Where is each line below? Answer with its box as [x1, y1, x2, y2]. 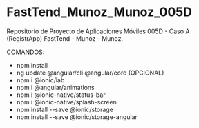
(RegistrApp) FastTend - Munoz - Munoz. [6, 34, 124, 42]
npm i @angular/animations [16, 83, 95, 91]
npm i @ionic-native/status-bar [16, 91, 106, 99]
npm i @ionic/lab [16, 75, 65, 84]
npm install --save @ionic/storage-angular [16, 112, 138, 121]
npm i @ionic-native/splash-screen [16, 98, 117, 106]
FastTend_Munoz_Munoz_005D [6, 4, 193, 20]
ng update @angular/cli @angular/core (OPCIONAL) [16, 68, 164, 77]
